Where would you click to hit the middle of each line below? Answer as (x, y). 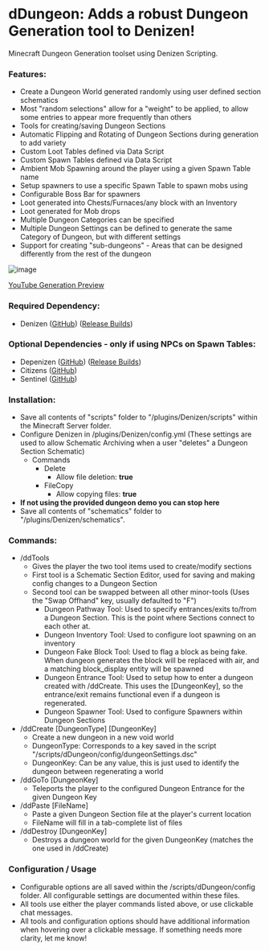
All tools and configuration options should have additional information (135, 920)
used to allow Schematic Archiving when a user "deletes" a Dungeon (134, 443)
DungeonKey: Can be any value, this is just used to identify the (135, 763)
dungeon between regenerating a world (98, 772)
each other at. (67, 626)
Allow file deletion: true (95, 477)
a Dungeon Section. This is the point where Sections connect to (149, 618)
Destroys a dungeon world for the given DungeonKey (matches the (143, 840)
